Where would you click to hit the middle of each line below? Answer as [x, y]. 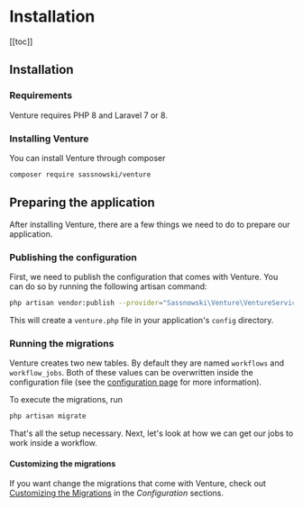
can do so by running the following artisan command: [108, 286]
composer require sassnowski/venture [80, 174]
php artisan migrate [48, 416]
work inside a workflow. [53, 442]
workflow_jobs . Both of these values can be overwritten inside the [132, 373]
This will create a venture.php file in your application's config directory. [142, 320]
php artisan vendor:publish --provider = [87, 303]
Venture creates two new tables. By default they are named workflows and [147, 363]
